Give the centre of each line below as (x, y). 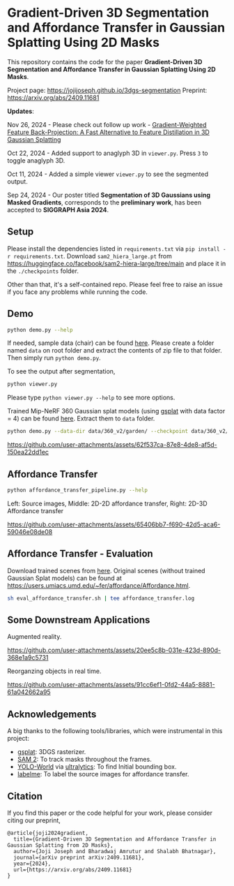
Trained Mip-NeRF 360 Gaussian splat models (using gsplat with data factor (116, 411)
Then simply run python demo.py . (54, 358)
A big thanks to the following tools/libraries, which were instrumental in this (115, 731)
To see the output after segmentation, (61, 371)
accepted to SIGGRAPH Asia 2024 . (58, 209)
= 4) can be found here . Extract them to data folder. (81, 419)
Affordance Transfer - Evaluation (80, 554)
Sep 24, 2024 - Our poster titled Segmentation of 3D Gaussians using (109, 195)
